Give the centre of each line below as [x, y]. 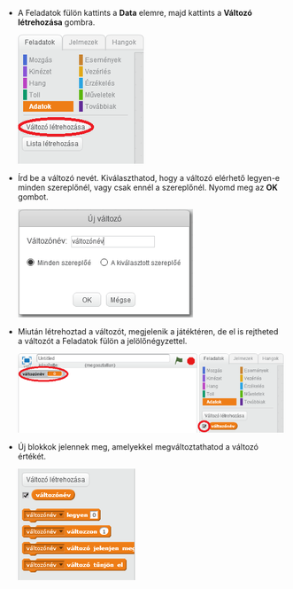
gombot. [33, 197]
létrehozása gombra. [56, 22]
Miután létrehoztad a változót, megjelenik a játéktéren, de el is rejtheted [148, 331]
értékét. [32, 456]
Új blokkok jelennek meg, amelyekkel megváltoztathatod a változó [138, 446]
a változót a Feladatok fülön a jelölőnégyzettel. [102, 341]
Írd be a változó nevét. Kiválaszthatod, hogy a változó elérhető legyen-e [149, 178]
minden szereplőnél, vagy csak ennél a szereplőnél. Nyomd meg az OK [148, 187]
